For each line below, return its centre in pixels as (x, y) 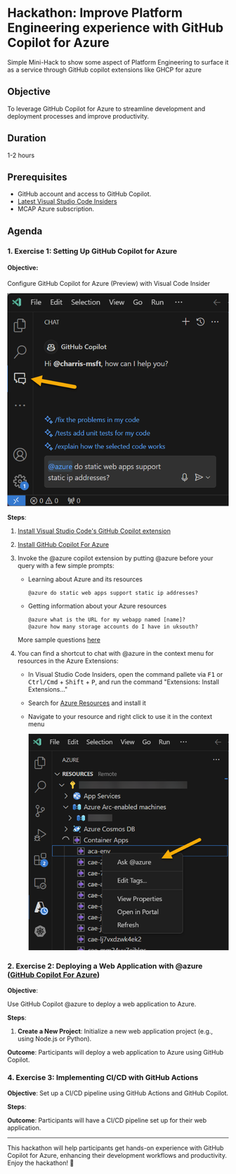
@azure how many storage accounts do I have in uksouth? (113, 626)
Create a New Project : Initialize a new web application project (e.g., (115, 1031)
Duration (27, 138)
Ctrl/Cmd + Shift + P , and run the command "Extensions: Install (124, 682)
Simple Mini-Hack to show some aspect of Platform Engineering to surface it (118, 62)
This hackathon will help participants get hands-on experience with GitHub (116, 1148)
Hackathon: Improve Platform (95, 13)
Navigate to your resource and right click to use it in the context (120, 716)
